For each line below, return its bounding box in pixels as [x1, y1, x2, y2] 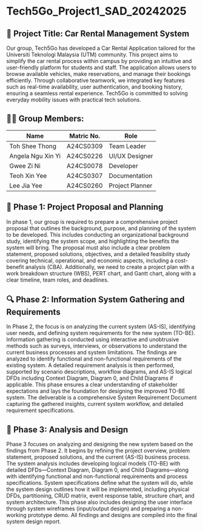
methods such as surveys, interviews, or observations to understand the [6, 342, 187, 350]
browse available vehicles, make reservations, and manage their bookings [6, 70, 191, 77]
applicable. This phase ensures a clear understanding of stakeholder [6, 381, 178, 388]
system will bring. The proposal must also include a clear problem [6, 244, 171, 251]
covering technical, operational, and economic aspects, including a [6, 257, 174, 264]
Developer [108, 161, 138, 170]
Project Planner [108, 181, 153, 189]
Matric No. [69, 132, 101, 140]
